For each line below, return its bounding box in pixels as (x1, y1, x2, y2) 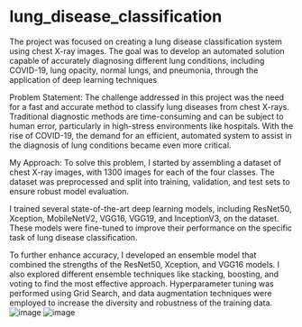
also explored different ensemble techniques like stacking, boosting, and (9, 268, 279, 279)
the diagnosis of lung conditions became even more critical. (9, 140, 232, 150)
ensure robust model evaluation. (9, 186, 129, 196)
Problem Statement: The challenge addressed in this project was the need (9, 92, 285, 103)
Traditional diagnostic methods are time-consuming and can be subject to (9, 111, 284, 122)
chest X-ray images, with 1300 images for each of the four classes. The (9, 167, 275, 177)
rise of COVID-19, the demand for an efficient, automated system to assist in (9, 130, 293, 141)
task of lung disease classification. (9, 232, 138, 242)
